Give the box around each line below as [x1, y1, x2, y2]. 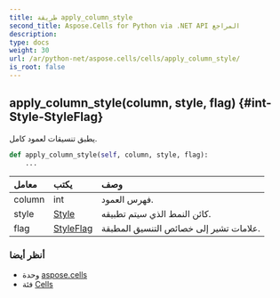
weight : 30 [9, 46, 50, 55]
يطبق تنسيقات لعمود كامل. [9, 133, 98, 143]
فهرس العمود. [100, 193, 154, 205]
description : [9, 29, 58, 38]
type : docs [9, 37, 50, 47]
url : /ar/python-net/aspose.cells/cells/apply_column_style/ [9, 54, 241, 63]
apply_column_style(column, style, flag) [9, 95, 236, 111]
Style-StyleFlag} [9, 109, 104, 125]
